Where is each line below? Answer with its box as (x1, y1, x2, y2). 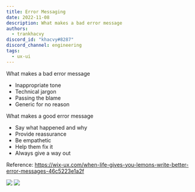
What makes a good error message (6, 112, 94, 119)
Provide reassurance (14, 130, 67, 137)
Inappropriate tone (14, 82, 61, 89)
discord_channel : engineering (6, 43, 82, 49)
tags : (6, 48, 20, 54)
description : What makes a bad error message (6, 20, 122, 26)
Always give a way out (14, 149, 71, 157)
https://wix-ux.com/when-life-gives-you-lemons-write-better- (34, 161, 189, 168)
